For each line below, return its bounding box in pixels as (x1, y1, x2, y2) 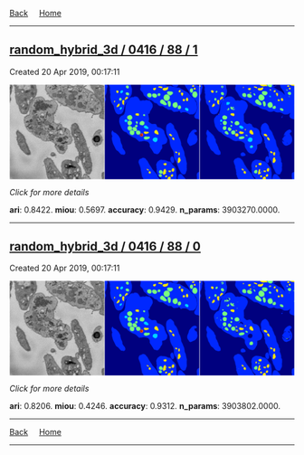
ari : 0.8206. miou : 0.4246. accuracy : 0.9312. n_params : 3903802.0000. (9, 401, 281, 412)
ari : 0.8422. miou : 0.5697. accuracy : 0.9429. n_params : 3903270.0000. (9, 204, 280, 215)
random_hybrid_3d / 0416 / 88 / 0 (9, 239, 201, 254)
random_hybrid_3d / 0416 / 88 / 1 (9, 43, 198, 58)
